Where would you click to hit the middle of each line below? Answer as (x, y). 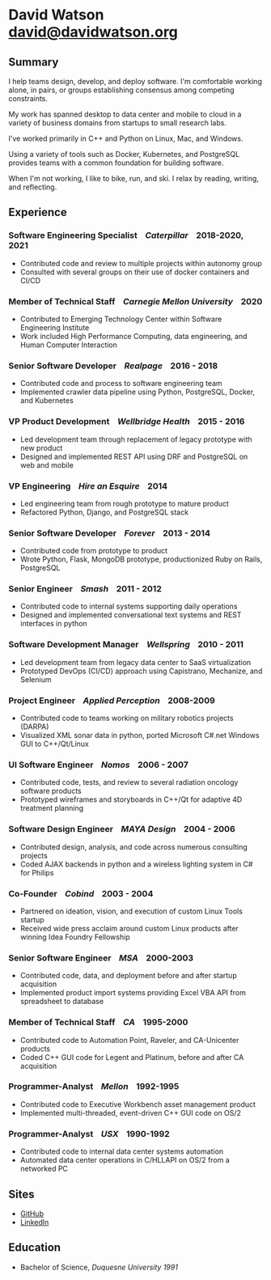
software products (51, 791)
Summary (34, 62)
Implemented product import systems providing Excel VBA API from (133, 993)
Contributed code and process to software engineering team (121, 384)
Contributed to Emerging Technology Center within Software (121, 319)
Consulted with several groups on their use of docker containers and (134, 272)
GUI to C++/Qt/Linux (54, 744)
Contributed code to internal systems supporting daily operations (129, 606)
